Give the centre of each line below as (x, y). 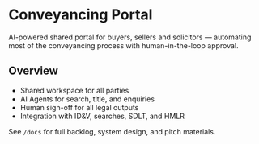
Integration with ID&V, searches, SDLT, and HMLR (102, 116)
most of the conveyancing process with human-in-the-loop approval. (123, 45)
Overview (34, 71)
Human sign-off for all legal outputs (79, 107)
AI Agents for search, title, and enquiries (87, 99)
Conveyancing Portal (81, 15)
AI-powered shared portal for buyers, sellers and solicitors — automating (130, 37)
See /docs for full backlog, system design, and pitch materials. (112, 131)
